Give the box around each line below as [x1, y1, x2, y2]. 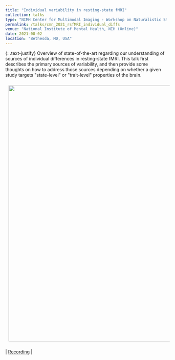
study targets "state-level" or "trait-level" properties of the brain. [5, 72, 142, 78]
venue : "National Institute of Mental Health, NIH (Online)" [5, 27, 139, 32]
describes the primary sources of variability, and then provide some [5, 61, 148, 67]
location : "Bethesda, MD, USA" [5, 36, 72, 41]
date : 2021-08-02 [5, 31, 42, 36]
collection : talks [5, 12, 45, 17]
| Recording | [5, 349, 33, 355]
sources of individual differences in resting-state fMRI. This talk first [5, 55, 149, 61]
